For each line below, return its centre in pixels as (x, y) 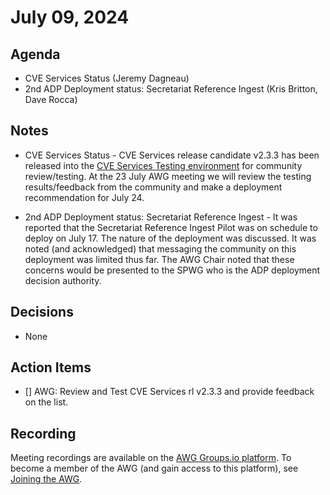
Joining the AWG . (46, 479)
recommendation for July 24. (84, 197)
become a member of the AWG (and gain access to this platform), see (154, 468)
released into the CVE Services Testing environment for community (163, 165)
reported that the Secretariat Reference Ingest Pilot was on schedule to (171, 227)
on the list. (46, 402)
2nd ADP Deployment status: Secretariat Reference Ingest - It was (161, 217)
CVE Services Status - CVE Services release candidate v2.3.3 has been (172, 155)
